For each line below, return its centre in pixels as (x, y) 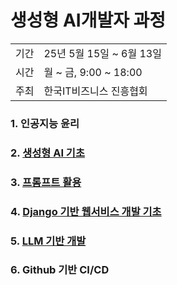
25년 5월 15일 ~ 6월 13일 (102, 53)
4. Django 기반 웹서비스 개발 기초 (86, 211)
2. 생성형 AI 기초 (47, 153)
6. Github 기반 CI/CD (60, 270)
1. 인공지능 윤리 (45, 123)
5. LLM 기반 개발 (48, 241)
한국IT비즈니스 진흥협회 (95, 91)
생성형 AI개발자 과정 (88, 20)
